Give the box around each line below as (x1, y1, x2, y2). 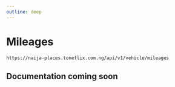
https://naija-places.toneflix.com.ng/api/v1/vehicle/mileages (6, 55, 170, 61)
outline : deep (6, 8, 42, 15)
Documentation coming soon (6, 71, 118, 82)
